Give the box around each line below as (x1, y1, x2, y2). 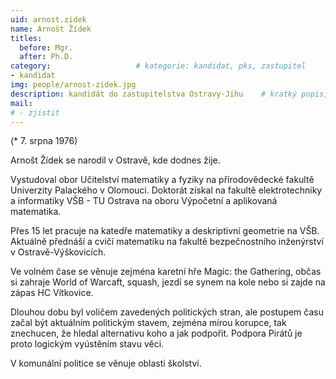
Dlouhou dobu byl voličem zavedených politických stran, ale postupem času (10, 306, 324, 318)
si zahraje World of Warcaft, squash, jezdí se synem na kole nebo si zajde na (10, 276, 326, 288)
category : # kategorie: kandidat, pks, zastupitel (10, 61, 307, 71)
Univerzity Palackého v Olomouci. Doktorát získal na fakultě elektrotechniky (10, 184, 323, 196)
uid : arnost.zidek (10, 14, 87, 25)
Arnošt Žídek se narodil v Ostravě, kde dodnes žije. (10, 154, 221, 166)
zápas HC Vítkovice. (10, 287, 94, 299)
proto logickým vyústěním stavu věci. (10, 338, 165, 350)
